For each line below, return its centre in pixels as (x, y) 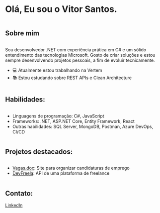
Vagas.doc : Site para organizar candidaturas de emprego (71, 168)
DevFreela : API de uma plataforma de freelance (61, 173)
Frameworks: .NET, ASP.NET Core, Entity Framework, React (74, 121)
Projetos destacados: (39, 152)
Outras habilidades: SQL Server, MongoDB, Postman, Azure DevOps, (83, 126)
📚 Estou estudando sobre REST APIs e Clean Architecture (72, 78)
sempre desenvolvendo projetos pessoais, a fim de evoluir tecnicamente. (80, 60)
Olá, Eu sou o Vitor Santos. (61, 9)
